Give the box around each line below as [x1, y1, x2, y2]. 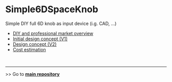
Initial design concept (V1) [12, 36, 68, 42]
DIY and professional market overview [12, 30, 94, 36]
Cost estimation [12, 46, 46, 52]
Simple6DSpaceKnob [5, 4, 98, 15]
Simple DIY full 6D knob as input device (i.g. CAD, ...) [5, 20, 117, 26]
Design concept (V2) [12, 41, 57, 47]
